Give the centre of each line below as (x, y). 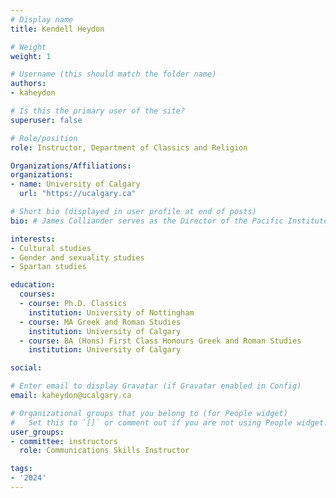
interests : (33, 239)
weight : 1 (31, 56)
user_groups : (37, 432)
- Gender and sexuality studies (77, 257)
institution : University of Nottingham (111, 312)
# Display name (42, 19)
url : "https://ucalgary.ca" (78, 194)
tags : (21, 469)
